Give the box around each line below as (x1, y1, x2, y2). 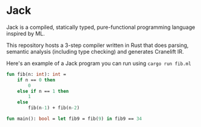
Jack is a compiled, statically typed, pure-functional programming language (6, 23, 196, 31)
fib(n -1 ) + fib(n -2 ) (28, 105, 80, 111)
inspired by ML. (6, 29, 45, 37)
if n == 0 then (17, 76, 56, 83)
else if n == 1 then (17, 88, 69, 94)
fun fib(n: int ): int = (6, 71, 67, 77)
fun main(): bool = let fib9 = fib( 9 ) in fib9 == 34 (6, 116, 142, 122)
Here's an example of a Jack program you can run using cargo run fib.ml (6, 60, 192, 67)
